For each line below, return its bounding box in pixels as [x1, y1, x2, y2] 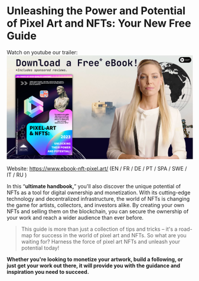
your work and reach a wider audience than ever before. [6, 214, 144, 221]
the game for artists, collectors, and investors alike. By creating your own [6, 201, 185, 208]
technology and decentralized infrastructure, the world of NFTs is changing [6, 195, 190, 202]
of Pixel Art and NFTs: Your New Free [6, 17, 191, 30]
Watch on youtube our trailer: [6, 48, 78, 55]
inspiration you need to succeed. [6, 268, 89, 275]
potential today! [21, 244, 60, 251]
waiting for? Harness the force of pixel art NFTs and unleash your [21, 238, 181, 245]
